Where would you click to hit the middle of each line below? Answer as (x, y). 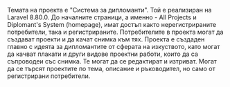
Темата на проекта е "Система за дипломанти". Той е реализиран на (109, 10)
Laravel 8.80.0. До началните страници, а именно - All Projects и (102, 17)
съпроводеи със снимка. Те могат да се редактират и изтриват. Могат (112, 61)
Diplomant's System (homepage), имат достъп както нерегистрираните (112, 25)
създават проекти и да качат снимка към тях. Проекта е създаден (106, 39)
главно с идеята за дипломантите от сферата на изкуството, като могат (114, 47)
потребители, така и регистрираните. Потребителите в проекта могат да (115, 32)
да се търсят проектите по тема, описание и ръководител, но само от (112, 69)
